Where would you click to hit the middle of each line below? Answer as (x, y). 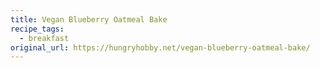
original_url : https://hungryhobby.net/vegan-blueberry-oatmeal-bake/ (160, 47)
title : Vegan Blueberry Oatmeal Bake (89, 19)
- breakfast (44, 38)
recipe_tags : (37, 29)
